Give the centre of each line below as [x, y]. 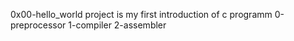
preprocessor [38, 25]
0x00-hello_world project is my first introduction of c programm [141, 14]
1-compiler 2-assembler [117, 25]
